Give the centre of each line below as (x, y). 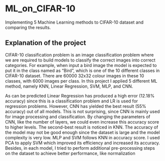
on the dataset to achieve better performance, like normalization (70, 153)
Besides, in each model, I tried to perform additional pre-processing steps (80, 148)
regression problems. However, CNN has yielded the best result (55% (76, 106)
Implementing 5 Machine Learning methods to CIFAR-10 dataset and (74, 22)
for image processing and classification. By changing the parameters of (78, 117)
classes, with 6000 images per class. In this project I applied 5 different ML (81, 81)
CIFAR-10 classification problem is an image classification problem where (80, 55)
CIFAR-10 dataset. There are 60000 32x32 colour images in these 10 (75, 76)
